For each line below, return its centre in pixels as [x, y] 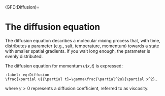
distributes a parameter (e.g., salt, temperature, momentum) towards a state [82, 46]
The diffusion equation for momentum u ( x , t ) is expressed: [64, 65]
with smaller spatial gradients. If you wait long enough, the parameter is [78, 51]
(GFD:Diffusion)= [22, 7]
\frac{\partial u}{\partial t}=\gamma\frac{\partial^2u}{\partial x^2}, [81, 79]
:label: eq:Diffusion [27, 75]
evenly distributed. [24, 56]
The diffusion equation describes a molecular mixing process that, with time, [83, 40]
